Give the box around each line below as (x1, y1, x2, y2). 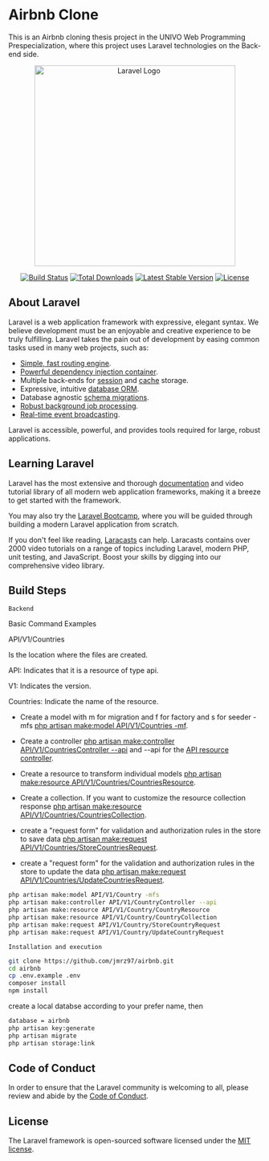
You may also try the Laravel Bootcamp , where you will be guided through (8, 511, 253, 520)
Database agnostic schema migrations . (19, 392, 150, 402)
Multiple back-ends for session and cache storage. (19, 375, 189, 385)
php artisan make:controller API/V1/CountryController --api (8, 898, 218, 906)
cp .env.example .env (8, 972, 81, 980)
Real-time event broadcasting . (19, 409, 120, 419)
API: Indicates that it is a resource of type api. (8, 666, 159, 675)
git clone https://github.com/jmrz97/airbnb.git (8, 957, 174, 965)
